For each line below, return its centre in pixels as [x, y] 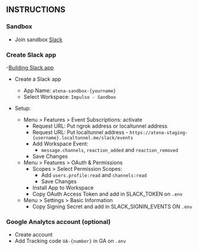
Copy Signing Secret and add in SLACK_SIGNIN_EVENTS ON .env [112, 206]
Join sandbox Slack [39, 39]
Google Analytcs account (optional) [59, 222]
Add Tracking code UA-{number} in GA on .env [70, 241]
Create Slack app [31, 54]
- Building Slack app [30, 67]
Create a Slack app [38, 79]
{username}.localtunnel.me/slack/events [83, 138]
